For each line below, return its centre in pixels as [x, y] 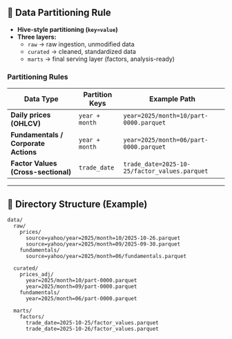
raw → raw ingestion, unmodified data [81, 44]
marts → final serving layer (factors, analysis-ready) [101, 59]
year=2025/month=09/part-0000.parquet [81, 286]
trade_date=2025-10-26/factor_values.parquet [92, 329]
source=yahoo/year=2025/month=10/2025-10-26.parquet [103, 238]
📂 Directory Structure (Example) [77, 204]
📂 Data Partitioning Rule [59, 13]
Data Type [41, 99]
